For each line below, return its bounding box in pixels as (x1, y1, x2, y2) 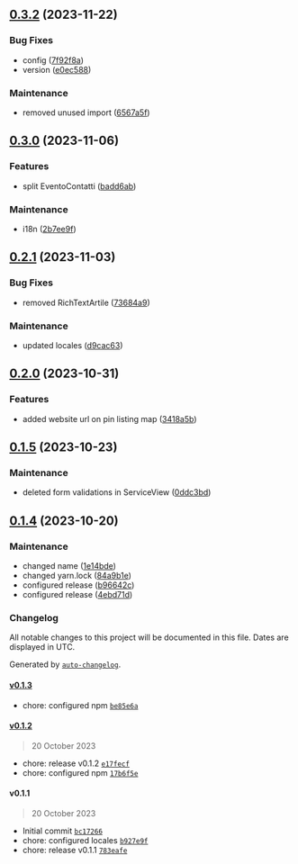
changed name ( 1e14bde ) (22, 561, 117, 571)
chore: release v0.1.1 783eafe (22, 844, 128, 855)
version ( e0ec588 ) (22, 64, 92, 75)
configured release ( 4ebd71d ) (22, 589, 133, 600)
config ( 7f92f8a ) (22, 54, 84, 66)
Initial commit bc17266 (22, 825, 104, 836)
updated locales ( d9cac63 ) (22, 339, 123, 350)
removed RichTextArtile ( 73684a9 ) (22, 297, 150, 308)
